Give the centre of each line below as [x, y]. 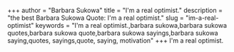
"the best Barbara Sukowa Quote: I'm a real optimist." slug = [96, 18]
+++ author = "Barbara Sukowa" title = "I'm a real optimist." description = [115, 10]
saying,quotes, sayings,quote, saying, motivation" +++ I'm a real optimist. [116, 41]
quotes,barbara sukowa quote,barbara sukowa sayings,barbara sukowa [113, 33]
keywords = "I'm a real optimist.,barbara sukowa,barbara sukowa [131, 25]
